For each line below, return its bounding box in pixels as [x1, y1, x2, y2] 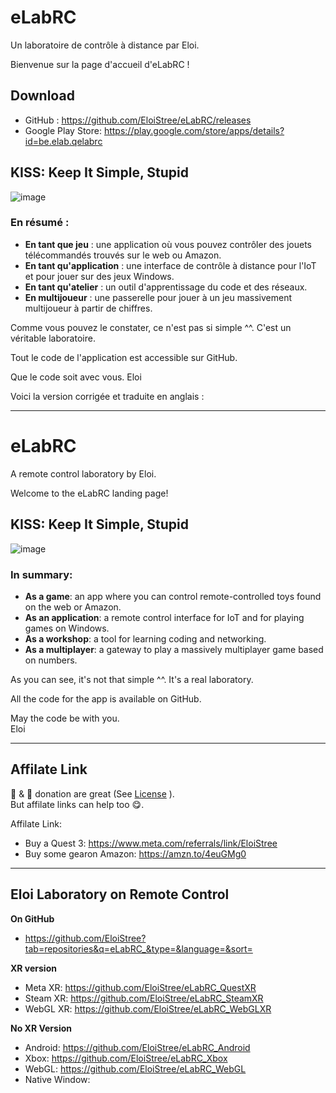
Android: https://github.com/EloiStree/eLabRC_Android [24, 1041, 251, 1053]
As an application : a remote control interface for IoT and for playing [24, 611, 305, 623]
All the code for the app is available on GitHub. [10, 692, 202, 705]
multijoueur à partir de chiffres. [24, 302, 153, 314]
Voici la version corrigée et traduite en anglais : [10, 390, 205, 402]
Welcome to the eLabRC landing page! [10, 487, 169, 499]
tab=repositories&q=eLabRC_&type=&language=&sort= [24, 942, 253, 955]
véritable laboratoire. [10, 332, 96, 344]
